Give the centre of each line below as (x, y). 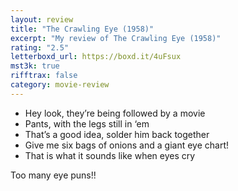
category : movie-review (60, 85)
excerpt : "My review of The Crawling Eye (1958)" (116, 38)
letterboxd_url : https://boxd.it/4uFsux (96, 57)
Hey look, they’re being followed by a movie (115, 113)
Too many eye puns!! (53, 175)
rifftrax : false (44, 76)
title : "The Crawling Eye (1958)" (82, 29)
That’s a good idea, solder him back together (117, 134)
